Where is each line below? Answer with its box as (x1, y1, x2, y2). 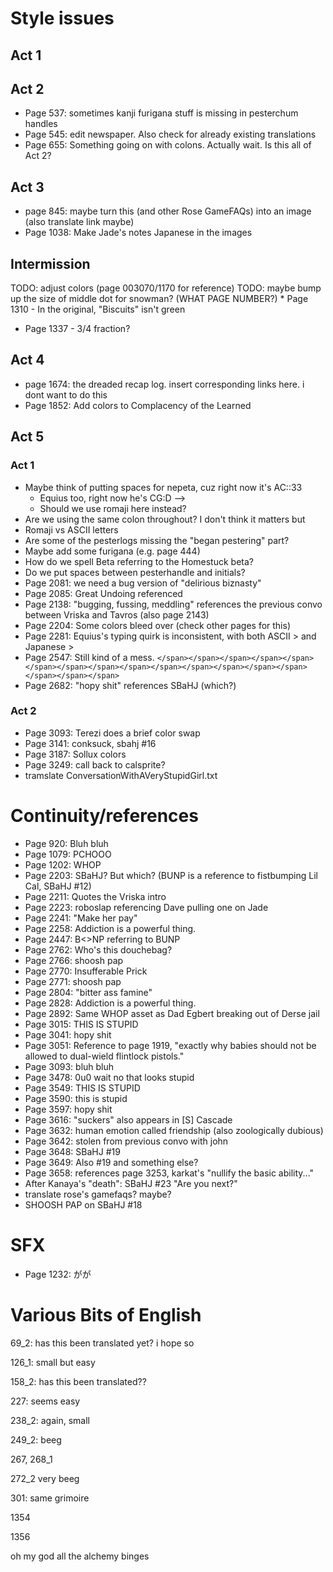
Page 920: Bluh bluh (24, 837, 109, 849)
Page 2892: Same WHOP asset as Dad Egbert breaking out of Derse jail (24, 1007, 320, 1019)
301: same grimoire (10, 1492, 90, 1504)
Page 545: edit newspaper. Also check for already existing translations (24, 128, 317, 141)
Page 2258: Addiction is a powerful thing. (24, 922, 197, 934)
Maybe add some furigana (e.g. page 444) (24, 545, 201, 557)
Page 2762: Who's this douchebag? (24, 943, 173, 956)
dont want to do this (24, 388, 108, 401)
